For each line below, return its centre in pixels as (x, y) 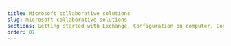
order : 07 (21, 32)
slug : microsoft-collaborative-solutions (67, 20)
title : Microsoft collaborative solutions (69, 13)
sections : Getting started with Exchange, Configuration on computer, (110, 26)
